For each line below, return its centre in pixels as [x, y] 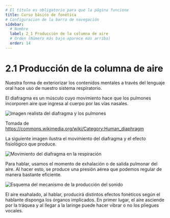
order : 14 [20, 43]
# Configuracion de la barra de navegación [52, 19]
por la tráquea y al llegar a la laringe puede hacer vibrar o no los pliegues [82, 205]
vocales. [14, 210]
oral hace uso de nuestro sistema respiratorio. [54, 88]
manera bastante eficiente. [34, 175]
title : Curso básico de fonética [41, 15]
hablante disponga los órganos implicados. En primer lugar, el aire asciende [85, 200]
